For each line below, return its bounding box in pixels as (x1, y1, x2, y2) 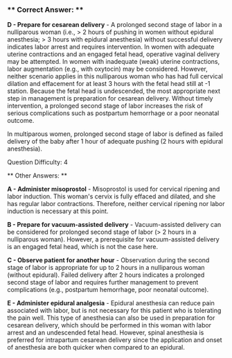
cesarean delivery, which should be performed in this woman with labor (7, 321, 212, 330)
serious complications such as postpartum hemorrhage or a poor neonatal (7, 109, 220, 117)
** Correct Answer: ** (7, 5, 84, 15)
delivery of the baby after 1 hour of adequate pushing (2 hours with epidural (7, 137, 224, 146)
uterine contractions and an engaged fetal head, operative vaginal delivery (7, 50, 220, 58)
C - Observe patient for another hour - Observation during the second (7, 256, 210, 264)
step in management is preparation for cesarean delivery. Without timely (7, 94, 213, 103)
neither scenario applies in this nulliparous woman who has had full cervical (7, 72, 224, 80)
